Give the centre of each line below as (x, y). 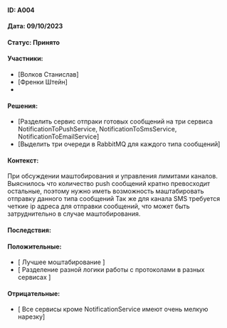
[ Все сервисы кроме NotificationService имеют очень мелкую (113, 310)
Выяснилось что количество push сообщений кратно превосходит (109, 184)
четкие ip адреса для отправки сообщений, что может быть (99, 207)
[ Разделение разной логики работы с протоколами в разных (111, 270)
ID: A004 (21, 10)
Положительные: (35, 246)
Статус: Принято (34, 42)
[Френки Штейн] (42, 82)
